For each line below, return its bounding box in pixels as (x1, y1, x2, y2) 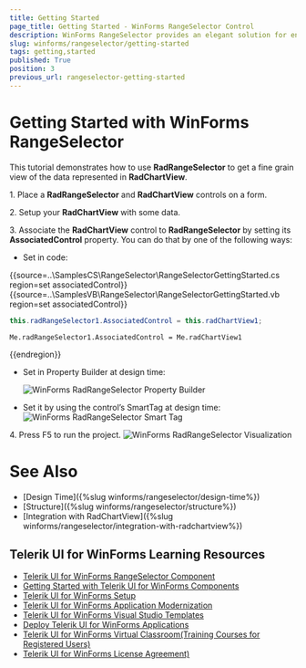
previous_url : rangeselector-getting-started (9, 73, 185, 82)
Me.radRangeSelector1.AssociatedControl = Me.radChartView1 (9, 332, 243, 342)
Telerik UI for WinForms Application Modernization (22, 600, 213, 611)
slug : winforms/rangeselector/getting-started (9, 38, 189, 48)
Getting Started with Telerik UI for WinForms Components (22, 580, 240, 591)
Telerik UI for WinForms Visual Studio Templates (22, 610, 205, 621)
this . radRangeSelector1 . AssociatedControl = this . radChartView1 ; (9, 316, 262, 325)
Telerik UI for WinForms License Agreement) (22, 649, 190, 660)
